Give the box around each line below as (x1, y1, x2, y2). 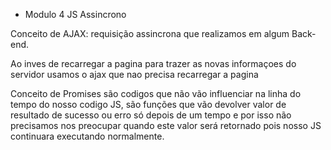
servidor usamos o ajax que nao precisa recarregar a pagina (10, 69, 259, 80)
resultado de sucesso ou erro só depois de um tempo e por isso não (10, 109, 292, 121)
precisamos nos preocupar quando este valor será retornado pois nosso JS (10, 120, 322, 131)
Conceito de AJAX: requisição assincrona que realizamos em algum (10, 28, 290, 39)
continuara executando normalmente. (10, 130, 165, 142)
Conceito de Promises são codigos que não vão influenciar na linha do (10, 88, 302, 99)
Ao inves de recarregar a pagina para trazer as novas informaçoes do (10, 58, 297, 69)
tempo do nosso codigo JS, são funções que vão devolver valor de (10, 99, 287, 110)
